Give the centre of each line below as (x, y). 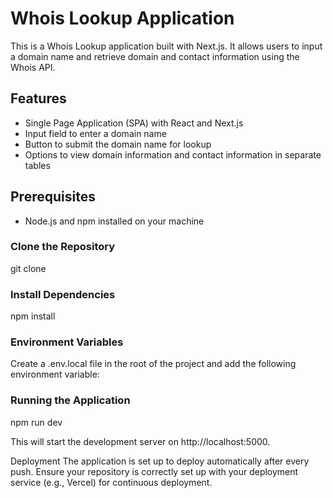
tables (37, 165)
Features (38, 98)
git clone (28, 268)
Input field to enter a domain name (95, 133)
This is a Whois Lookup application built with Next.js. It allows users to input (166, 46)
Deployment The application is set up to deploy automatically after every (160, 461)
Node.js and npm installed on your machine (114, 221)
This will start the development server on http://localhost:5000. (140, 441)
